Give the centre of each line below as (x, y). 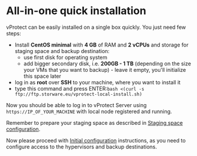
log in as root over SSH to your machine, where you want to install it (98, 82)
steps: (14, 33)
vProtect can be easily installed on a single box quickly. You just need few (96, 27)
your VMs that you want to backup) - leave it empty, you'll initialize (105, 69)
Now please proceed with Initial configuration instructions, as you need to (96, 140)
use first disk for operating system (65, 57)
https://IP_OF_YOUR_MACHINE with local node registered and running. (89, 111)
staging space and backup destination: (62, 51)
